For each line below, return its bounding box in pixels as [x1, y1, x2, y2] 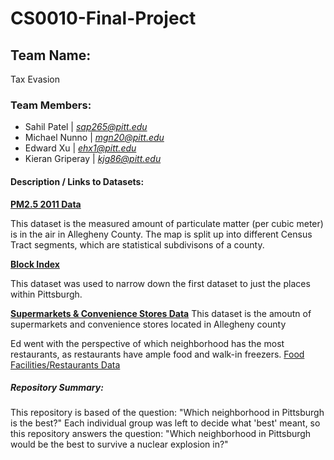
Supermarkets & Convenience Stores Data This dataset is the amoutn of [10, 307, 312, 319]
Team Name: [10, 47, 92, 64]
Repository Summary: [10, 382, 104, 394]
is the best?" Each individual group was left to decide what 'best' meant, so [10, 417, 321, 429]
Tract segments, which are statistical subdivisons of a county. [10, 238, 265, 251]
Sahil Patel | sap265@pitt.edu [24, 121, 148, 133]
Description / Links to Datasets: [10, 175, 145, 187]
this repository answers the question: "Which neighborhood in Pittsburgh [10, 428, 312, 440]
